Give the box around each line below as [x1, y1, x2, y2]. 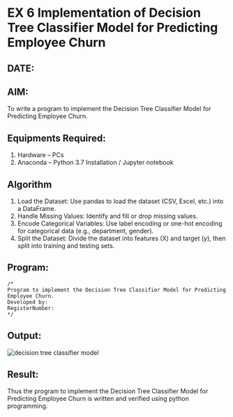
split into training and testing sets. [17, 242, 115, 250]
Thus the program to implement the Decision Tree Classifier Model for [7, 387, 209, 395]
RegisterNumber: [7, 305, 54, 312]
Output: [7, 330, 42, 342]
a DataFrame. [17, 205, 57, 213]
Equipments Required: [7, 132, 106, 144]
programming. [7, 402, 48, 410]
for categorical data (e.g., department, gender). [17, 227, 154, 235]
